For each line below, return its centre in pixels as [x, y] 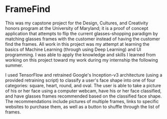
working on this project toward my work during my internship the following [82, 60]
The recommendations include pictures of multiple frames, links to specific [82, 101]
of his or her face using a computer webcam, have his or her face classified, [83, 91]
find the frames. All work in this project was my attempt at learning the [77, 44]
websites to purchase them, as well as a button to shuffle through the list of [83, 107]
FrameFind [28, 9]
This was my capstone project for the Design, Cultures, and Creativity [77, 23]
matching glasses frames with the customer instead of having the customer [83, 39]
